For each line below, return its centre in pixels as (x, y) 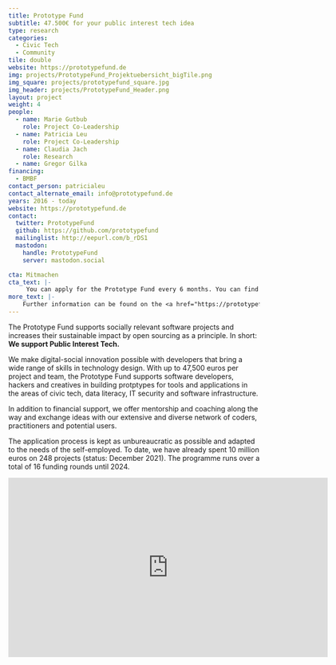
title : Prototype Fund (46, 16)
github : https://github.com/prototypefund (87, 231)
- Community (36, 53)
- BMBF (26, 179)
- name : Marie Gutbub (51, 120)
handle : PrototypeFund (60, 253)
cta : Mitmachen (34, 275)
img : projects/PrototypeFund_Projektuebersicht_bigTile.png (111, 75)
